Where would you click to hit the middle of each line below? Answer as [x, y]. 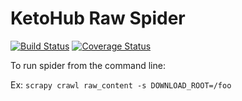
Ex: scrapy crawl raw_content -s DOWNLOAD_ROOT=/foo [121, 84]
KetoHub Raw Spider [98, 18]
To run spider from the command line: [88, 65]
